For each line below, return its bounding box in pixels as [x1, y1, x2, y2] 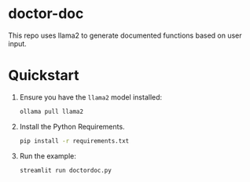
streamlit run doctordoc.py [19, 166, 112, 174]
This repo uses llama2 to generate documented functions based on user [8, 31, 242, 40]
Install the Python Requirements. [19, 122, 125, 131]
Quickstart [8, 67, 80, 85]
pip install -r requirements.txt [19, 136, 130, 145]
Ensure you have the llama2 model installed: [19, 92, 163, 102]
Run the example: [19, 151, 77, 161]
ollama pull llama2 [19, 107, 84, 115]
